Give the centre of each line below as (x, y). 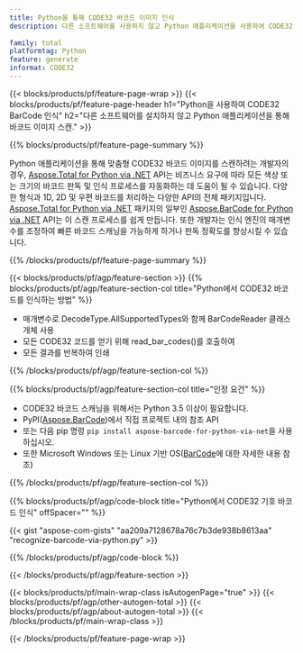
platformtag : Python (48, 51)
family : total (36, 43)
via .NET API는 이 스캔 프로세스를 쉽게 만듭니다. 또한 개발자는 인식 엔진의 (138, 219)
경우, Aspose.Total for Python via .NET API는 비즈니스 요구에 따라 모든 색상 (144, 174)
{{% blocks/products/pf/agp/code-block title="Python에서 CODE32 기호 (143, 501)
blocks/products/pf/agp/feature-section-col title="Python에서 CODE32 (141, 288)
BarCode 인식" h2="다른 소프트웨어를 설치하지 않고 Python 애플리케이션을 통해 (150, 115)
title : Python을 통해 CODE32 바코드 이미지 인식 (92, 18)
